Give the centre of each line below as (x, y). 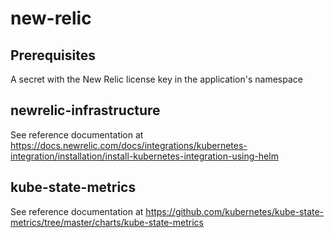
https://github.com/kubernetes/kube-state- (235, 211)
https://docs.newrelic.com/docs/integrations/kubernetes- (129, 145)
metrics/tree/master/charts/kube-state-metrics (107, 222)
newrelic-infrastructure (85, 110)
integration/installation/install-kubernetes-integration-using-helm (144, 156)
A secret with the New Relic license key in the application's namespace (156, 79)
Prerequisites (53, 55)
